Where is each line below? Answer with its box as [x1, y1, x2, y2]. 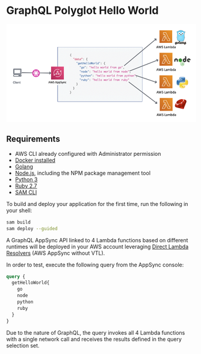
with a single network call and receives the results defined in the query [6, 335, 182, 343]
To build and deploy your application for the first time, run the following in [6, 200, 188, 207]
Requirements [6, 134, 60, 144]
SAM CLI [14, 188, 37, 196]
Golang [14, 163, 33, 170]
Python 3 [14, 176, 38, 183]
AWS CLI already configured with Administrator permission [14, 150, 161, 157]
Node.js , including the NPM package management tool [14, 169, 151, 176]
